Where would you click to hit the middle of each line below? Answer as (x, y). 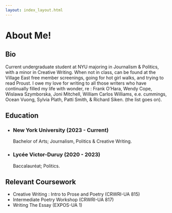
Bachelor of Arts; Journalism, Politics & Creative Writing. (72, 141)
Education (22, 116)
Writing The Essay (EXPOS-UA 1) (47, 205)
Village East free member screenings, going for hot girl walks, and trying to (85, 78)
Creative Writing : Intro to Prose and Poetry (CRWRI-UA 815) (76, 194)
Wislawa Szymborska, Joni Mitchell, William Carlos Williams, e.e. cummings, (86, 94)
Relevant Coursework (41, 182)
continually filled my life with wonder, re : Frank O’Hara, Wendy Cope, (79, 88)
